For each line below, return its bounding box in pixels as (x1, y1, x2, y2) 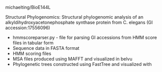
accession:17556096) (5, 25, 50, 31)
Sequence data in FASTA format (12, 45, 80, 51)
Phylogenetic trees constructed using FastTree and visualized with (12, 61, 152, 67)
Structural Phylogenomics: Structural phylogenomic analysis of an (5, 14, 144, 20)
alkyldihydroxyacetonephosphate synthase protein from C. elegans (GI (5, 20, 153, 25)
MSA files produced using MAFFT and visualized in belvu (12, 56, 133, 62)
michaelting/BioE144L (5, 5, 51, 10)
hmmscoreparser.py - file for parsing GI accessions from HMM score (12, 35, 157, 40)
